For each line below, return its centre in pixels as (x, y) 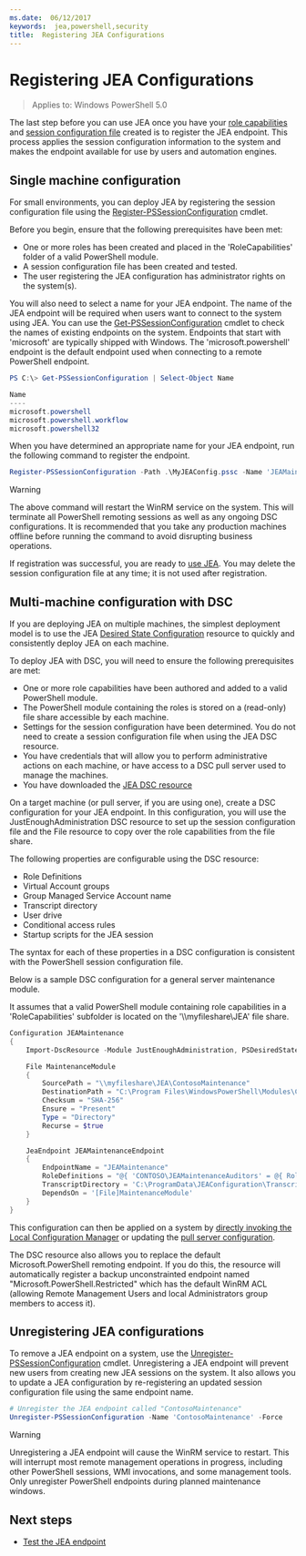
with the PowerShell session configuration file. (97, 962)
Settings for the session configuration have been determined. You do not (159, 727)
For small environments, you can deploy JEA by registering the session (143, 202)
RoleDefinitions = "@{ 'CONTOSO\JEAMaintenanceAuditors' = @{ (163, 1176)
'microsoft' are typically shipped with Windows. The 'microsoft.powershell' (150, 342)
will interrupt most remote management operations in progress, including (146, 1462)
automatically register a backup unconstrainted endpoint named (130, 1274)
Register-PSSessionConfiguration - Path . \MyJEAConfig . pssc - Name (136, 473)
